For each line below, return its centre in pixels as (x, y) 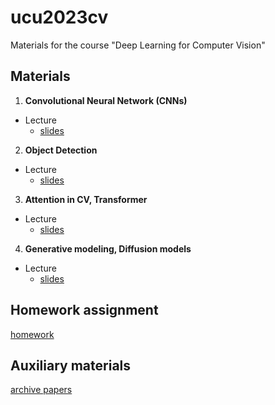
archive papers (41, 390)
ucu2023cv (59, 17)
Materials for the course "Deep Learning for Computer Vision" (138, 45)
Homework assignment (84, 310)
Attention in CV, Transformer (86, 199)
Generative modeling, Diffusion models (108, 248)
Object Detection (61, 150)
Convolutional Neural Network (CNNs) (106, 100)
